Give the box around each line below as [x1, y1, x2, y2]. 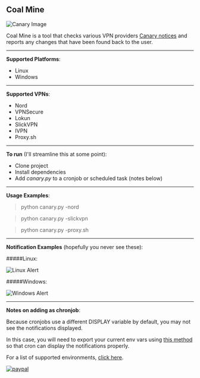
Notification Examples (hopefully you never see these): [6, 243, 143, 250]
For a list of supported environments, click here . [6, 354, 124, 361]
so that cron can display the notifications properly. [6, 342, 130, 349]
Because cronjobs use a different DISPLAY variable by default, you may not [6, 318, 190, 325]
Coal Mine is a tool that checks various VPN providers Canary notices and [6, 32, 187, 39]
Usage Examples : [6, 191, 51, 199]
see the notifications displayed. [6, 324, 83, 332]
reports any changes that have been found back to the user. [6, 38, 154, 45]
